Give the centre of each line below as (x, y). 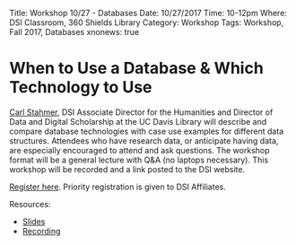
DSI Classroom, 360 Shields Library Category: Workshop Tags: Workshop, (147, 22)
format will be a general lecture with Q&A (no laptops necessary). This (139, 160)
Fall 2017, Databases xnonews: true (74, 32)
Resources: (30, 204)
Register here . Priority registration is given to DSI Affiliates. (118, 187)
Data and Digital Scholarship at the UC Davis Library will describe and (138, 121)
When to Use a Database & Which (137, 69)
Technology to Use (81, 87)
